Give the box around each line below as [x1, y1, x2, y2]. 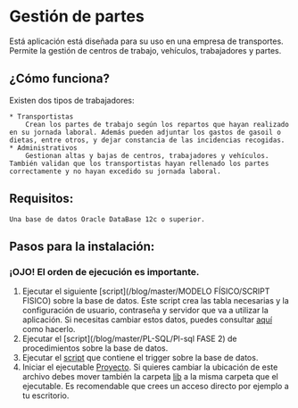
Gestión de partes [9, 6, 145, 27]
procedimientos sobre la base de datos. [21, 343, 169, 354]
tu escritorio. [21, 390, 70, 401]
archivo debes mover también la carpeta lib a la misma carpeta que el [21, 371, 278, 382]
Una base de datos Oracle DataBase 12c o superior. [9, 214, 205, 224]
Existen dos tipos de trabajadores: [9, 95, 136, 105]
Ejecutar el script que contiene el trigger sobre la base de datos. [21, 353, 259, 363]
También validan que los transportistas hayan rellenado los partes [9, 159, 269, 168]
